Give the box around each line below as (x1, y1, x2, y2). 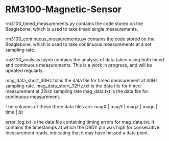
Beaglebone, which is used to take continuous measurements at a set (5, 41, 152, 47)
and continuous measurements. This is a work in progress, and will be (5, 62, 152, 68)
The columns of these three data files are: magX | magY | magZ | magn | (5, 103, 158, 109)
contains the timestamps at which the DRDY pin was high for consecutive (5, 124, 160, 130)
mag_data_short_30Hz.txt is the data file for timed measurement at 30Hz (5, 77, 158, 83)
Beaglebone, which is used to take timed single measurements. (5, 26, 138, 32)
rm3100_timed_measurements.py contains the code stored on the (5, 20, 143, 27)
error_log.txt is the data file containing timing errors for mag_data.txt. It (5, 119, 155, 125)
